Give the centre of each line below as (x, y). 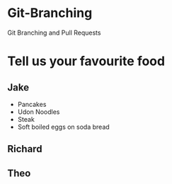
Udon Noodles (39, 112)
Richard (25, 149)
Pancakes (32, 104)
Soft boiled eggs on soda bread (63, 127)
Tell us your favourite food (86, 61)
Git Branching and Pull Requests (54, 33)
